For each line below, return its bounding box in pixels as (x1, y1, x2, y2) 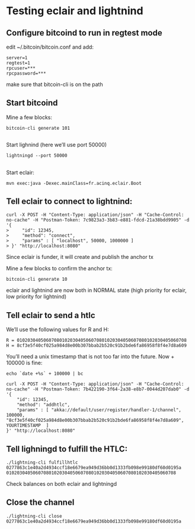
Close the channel (6, 498, 75, 508)
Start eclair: (6, 169, 34, 176)
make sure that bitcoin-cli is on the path (6, 81, 103, 88)
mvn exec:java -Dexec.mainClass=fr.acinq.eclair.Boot (6, 180, 142, 186)
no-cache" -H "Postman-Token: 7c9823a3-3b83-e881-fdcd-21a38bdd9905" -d (6, 217, 190, 223)
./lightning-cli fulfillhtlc (6, 460, 78, 466)
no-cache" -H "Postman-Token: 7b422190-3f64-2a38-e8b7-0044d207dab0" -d (6, 386, 190, 392)
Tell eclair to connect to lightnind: (6, 196, 133, 206)
